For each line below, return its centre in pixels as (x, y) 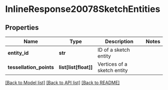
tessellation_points (31, 67)
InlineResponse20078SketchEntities (83, 9)
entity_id (18, 53)
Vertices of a (112, 64)
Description (119, 42)
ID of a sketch (113, 50)
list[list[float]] (76, 67)
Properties (22, 28)
